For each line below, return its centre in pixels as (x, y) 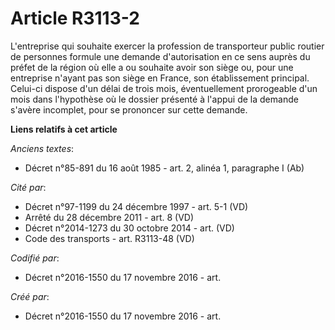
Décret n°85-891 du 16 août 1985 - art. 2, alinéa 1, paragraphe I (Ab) (164, 168)
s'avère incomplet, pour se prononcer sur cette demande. (129, 109)
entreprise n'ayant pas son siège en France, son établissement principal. (160, 78)
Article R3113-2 (75, 18)
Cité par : (28, 187)
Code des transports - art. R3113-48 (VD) (109, 238)
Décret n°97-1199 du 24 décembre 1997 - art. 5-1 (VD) (136, 206)
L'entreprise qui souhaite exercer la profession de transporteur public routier (167, 46)
